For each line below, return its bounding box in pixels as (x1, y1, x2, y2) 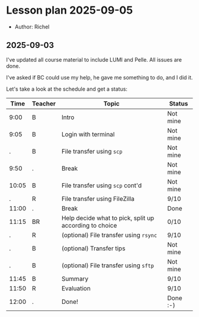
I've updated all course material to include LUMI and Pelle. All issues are (6, 56, 182, 63)
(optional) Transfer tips (61, 244, 126, 252)
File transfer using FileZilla (61, 194, 135, 203)
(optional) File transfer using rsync (61, 230, 158, 239)
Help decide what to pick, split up (61, 214, 155, 222)
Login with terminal (61, 130, 115, 138)
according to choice (61, 221, 117, 229)
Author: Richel (14, 23, 50, 30)
